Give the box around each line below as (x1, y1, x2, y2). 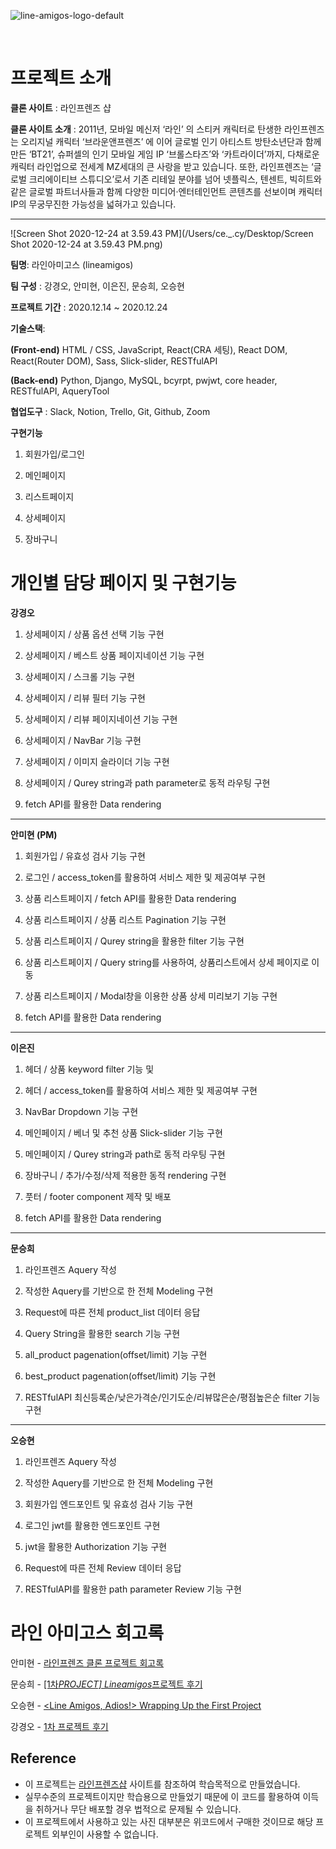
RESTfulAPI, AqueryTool (10, 385, 110, 397)
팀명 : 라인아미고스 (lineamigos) (10, 258, 134, 270)
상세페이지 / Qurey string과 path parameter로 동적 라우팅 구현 (24, 776, 271, 789)
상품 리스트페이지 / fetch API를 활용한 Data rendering (24, 892, 237, 904)
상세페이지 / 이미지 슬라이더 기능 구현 (24, 755, 170, 767)
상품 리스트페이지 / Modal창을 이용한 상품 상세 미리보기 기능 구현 (24, 990, 278, 1002)
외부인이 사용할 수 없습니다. (51, 1828, 159, 1840)
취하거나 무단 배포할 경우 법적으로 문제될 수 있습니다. (35, 1803, 242, 1815)
